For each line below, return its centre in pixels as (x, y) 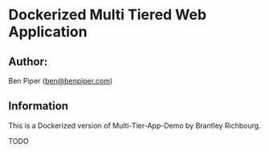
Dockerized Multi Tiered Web (108, 15)
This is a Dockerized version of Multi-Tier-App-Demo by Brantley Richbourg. (134, 125)
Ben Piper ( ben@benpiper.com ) (61, 81)
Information (39, 106)
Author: (28, 62)
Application (48, 32)
